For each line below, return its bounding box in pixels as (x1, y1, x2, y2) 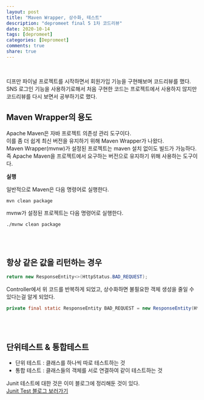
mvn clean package (6, 198, 53, 204)
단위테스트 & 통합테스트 (6, 342, 89, 352)
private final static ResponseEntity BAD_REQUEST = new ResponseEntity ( (6, 305, 194, 311)
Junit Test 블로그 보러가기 (6, 387, 69, 395)
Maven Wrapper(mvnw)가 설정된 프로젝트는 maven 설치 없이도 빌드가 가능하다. (6, 144, 197, 152)
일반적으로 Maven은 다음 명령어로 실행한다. (6, 186, 109, 193)
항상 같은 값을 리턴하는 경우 (6, 257, 102, 268)
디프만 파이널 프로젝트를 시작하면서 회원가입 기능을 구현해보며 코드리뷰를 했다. (6, 77, 191, 85)
